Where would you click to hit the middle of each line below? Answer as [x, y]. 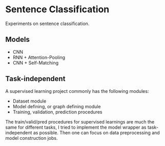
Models [17, 40]
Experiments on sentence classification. [47, 23]
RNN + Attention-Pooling [39, 57]
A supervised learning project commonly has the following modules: [77, 91]
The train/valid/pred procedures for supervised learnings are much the [80, 121]
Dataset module [29, 101]
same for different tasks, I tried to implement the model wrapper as [76, 127]
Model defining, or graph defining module [57, 106]
